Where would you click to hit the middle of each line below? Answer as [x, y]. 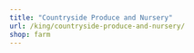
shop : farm [30, 34]
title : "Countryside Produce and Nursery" [91, 18]
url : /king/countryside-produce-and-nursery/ [97, 26]
